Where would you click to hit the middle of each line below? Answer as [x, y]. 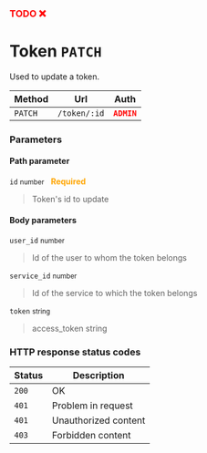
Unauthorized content [98, 420]
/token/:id [81, 113]
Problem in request [93, 406]
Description [98, 376]
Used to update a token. [55, 77]
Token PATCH [56, 51]
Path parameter [40, 161]
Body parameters [43, 220]
